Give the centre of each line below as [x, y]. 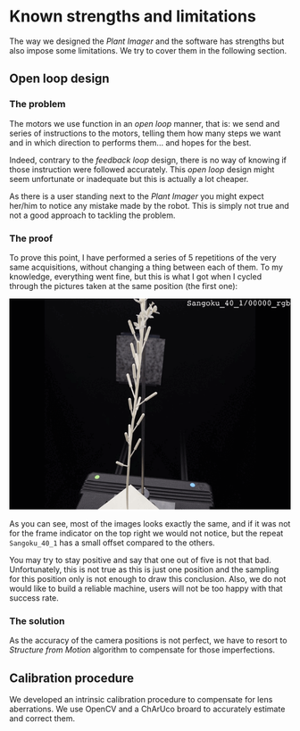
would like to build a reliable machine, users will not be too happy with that [146, 588]
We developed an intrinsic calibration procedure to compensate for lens [141, 700]
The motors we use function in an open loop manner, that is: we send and [145, 123]
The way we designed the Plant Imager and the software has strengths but [147, 41]
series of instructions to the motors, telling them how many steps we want [145, 133]
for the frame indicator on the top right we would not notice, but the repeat [146, 533]
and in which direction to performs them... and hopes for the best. [130, 142]
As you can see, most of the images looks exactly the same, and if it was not [150, 523]
